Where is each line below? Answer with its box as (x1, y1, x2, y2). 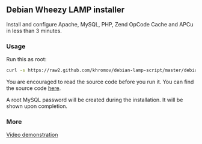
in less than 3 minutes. (6, 27, 62, 34)
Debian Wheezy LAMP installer (6, 5, 125, 15)
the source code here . (6, 84, 61, 92)
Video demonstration (6, 131, 58, 139)
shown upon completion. (6, 102, 68, 110)
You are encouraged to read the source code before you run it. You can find (6, 78, 194, 85)
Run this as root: (6, 56, 47, 63)
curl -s (6, 67, 26, 74)
